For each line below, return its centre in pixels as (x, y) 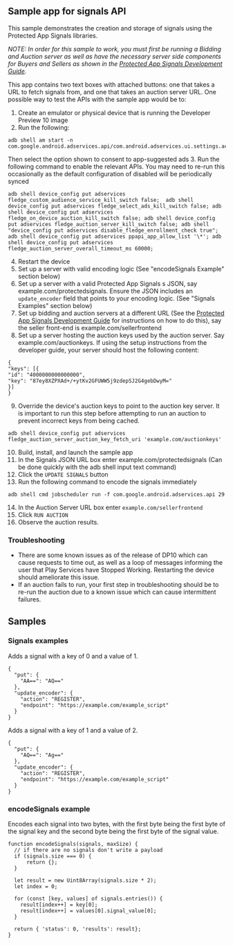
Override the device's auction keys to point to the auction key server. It (119, 406)
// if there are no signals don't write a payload (88, 850)
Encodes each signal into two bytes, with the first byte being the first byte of (116, 824)
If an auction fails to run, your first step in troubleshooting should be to (118, 585)
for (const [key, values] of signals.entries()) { (88, 899)
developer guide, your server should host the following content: (108, 350)
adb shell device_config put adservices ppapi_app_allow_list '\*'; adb (115, 236)
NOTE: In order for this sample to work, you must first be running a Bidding (115, 49)
